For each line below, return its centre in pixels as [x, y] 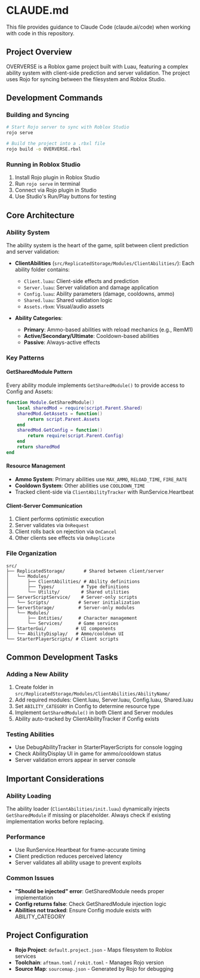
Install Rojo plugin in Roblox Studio [57, 177]
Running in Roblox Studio [43, 164]
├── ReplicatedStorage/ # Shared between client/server [85, 571]
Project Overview [39, 52]
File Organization [31, 553]
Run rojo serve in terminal [47, 184]
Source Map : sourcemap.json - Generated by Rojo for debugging [94, 968]
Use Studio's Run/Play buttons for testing [65, 196]
